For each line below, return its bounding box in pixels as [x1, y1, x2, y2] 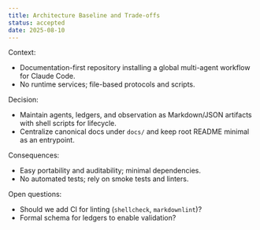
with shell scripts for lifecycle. [19, 119, 117, 128]
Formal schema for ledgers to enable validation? [19, 213, 176, 223]
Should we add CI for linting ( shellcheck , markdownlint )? [19, 205, 202, 214]
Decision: [8, 95, 39, 105]
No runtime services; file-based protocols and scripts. [19, 80, 195, 89]
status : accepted [8, 19, 65, 27]
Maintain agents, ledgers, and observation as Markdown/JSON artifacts [19, 110, 252, 120]
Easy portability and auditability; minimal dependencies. [19, 166, 202, 176]
